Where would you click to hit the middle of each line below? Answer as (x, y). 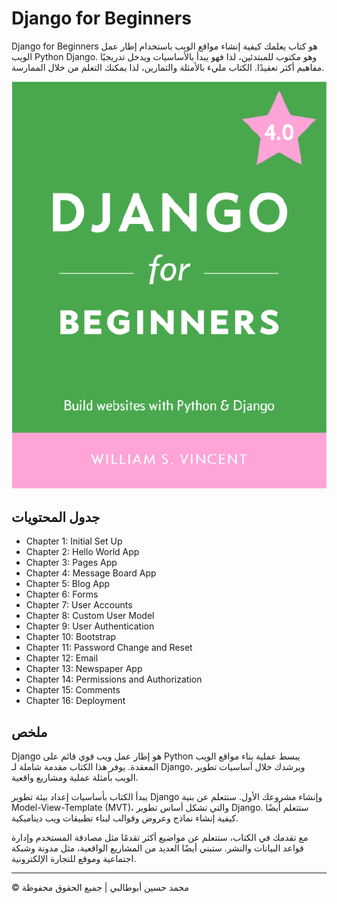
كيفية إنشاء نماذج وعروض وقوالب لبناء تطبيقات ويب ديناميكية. (125, 818)
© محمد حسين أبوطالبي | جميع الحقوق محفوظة (100, 887)
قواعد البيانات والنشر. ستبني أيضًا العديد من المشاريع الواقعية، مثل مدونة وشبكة (157, 848)
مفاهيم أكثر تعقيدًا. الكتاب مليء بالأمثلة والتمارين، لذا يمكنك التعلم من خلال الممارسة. (168, 67)
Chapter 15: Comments (73, 690)
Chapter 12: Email (62, 658)
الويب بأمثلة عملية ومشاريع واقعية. (75, 777)
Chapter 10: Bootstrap (71, 637)
